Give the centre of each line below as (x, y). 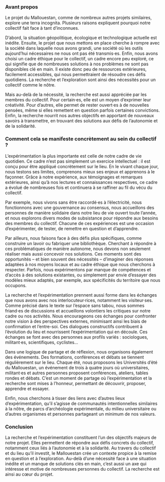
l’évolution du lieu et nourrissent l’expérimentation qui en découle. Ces (76, 332)
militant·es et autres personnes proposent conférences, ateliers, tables (77, 373)
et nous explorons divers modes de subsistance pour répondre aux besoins (82, 218)
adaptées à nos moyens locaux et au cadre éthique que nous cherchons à (80, 264)
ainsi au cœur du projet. (29, 474)
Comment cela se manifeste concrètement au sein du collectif (81, 139)
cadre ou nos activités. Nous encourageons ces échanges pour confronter (81, 316)
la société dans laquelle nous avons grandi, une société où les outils (74, 48)
